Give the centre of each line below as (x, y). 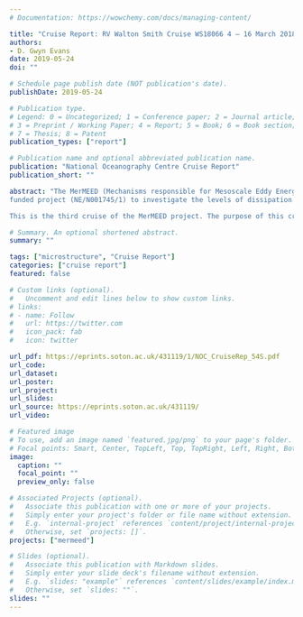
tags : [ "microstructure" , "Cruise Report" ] (92, 257)
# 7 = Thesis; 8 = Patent (58, 134)
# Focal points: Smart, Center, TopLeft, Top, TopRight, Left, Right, (145, 448)
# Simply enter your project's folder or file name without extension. (151, 515)
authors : (26, 42)
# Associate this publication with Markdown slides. (115, 565)
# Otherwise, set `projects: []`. (78, 532)
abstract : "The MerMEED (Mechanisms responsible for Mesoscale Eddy (141, 191)
